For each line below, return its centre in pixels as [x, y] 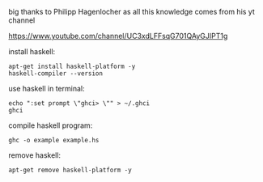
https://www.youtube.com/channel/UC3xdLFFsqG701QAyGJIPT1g [118, 36]
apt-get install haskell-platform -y [72, 66]
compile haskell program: [51, 125]
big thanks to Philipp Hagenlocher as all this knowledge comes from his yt [131, 12]
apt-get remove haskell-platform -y [70, 170]
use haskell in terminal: [47, 89]
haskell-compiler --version [56, 74]
